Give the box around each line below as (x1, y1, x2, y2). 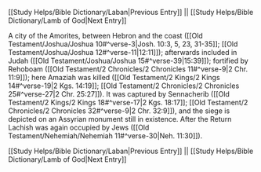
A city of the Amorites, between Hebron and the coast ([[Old (8, 31, 204, 40)
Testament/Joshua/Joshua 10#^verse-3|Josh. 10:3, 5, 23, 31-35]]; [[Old (8, 39, 238, 49)
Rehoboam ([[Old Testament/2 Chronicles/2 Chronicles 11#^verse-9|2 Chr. (8, 64, 248, 74)
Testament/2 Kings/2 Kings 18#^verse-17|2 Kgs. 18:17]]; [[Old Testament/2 (8, 98, 248, 107)
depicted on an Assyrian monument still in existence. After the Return (8, 115, 232, 123)
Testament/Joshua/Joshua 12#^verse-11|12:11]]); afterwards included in (8, 48, 237, 57)
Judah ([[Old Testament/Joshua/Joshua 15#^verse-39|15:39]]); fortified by (8, 56, 248, 65)
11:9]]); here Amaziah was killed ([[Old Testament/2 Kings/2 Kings (8, 73, 221, 82)
